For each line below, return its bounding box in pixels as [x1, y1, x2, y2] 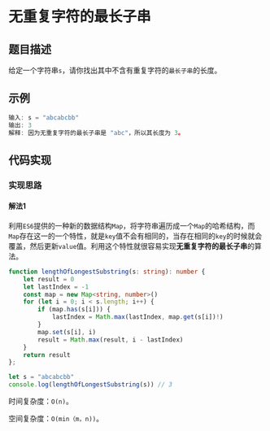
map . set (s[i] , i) [37, 328, 96, 336]
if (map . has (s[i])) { [37, 306, 111, 314]
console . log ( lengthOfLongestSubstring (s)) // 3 [8, 381, 173, 389]
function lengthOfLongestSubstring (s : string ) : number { [8, 268, 206, 276]
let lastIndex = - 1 [23, 282, 89, 291]
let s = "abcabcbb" [8, 373, 75, 381]
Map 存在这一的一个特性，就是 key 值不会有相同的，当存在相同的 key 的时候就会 [8, 231, 263, 241]
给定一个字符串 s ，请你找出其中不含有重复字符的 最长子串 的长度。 [8, 66, 222, 75]
